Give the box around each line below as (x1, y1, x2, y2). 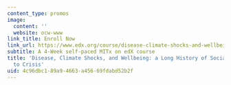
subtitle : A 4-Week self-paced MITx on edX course (7, 49, 155, 56)
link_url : (7, 42, 36, 49)
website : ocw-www (13, 29, 63, 36)
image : (7, 16, 26, 23)
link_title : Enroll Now (7, 36, 76, 42)
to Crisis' (13, 61, 45, 68)
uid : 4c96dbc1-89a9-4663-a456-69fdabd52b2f (7, 67, 134, 74)
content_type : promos (7, 10, 69, 17)
